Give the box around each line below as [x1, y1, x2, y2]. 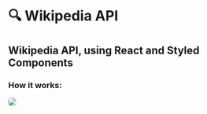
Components [8, 56, 73, 69]
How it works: [8, 79, 62, 90]
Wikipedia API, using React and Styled [8, 43, 200, 57]
